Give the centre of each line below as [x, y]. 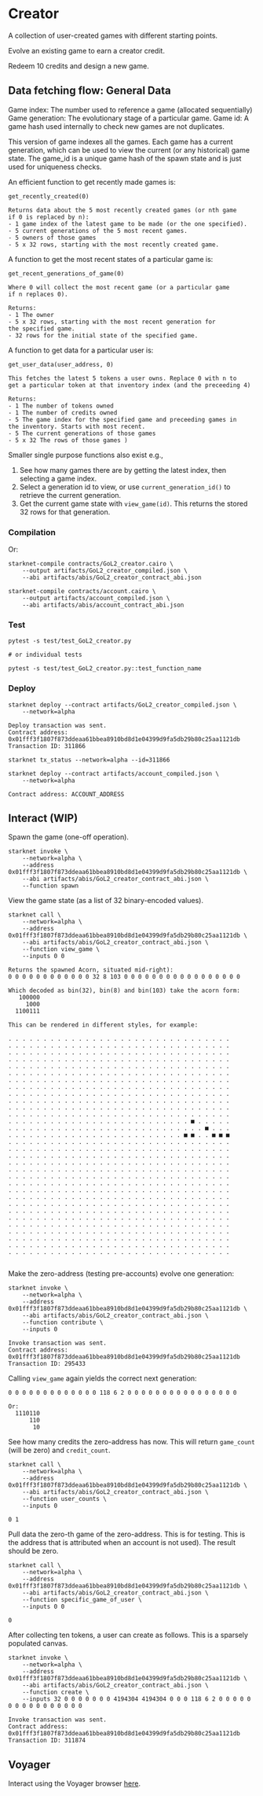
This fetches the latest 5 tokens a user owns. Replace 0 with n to [122, 378]
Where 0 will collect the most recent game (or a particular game [119, 287]
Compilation [32, 532]
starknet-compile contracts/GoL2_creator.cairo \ [91, 564]
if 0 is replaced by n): [49, 217]
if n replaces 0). [38, 294]
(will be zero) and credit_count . [59, 1450]
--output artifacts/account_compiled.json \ [96, 599]
